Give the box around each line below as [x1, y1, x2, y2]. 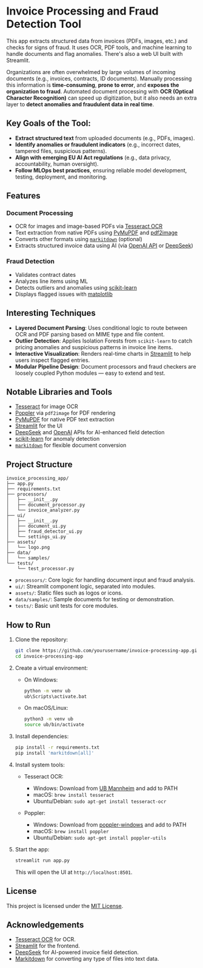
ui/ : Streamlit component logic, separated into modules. [15, 583, 156, 590]
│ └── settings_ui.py [6, 534, 67, 540]
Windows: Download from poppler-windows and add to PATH [33, 821, 187, 828]
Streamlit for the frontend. [15, 942, 80, 950]
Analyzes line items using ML [15, 278, 88, 285]
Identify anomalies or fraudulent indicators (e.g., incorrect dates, [15, 141, 181, 148]
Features [6, 191, 41, 201]
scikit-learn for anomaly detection [15, 435, 100, 443]
